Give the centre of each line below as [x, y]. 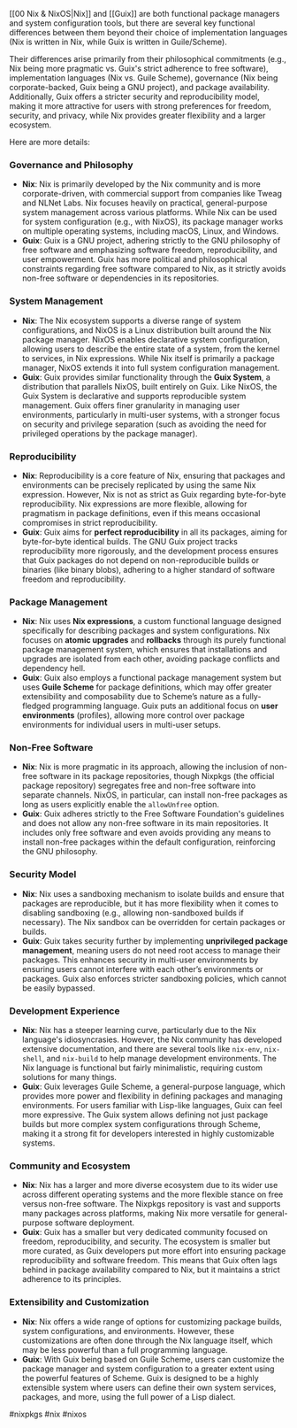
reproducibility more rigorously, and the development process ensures [150, 551]
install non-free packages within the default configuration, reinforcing [148, 842]
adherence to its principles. [72, 1279]
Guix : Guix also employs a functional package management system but [152, 678]
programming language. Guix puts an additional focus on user [165, 706]
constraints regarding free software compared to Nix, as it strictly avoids [154, 269]
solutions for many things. [69, 1077]
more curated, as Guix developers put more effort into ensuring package [154, 1251]
